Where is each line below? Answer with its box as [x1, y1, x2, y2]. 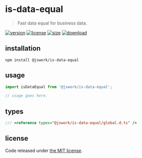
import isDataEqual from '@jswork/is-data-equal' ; [5, 84, 113, 89]
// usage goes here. [5, 93, 48, 98]
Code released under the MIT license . [5, 147, 83, 153]
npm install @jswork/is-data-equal [5, 57, 79, 62]
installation [5, 44, 41, 53]
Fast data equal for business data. [17, 20, 87, 26]
